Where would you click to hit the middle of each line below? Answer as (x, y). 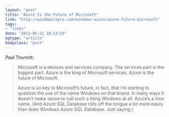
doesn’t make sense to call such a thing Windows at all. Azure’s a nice (91, 98)
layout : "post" (21, 10)
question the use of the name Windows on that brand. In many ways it (91, 93)
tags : (11, 24)
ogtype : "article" (25, 38)
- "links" (16, 29)
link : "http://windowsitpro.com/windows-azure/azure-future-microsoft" (82, 19)
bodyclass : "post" (25, 43)
